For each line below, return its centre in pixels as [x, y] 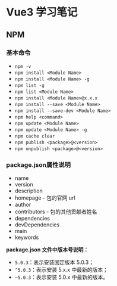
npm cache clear [35, 136]
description [29, 191]
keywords [27, 237]
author [23, 205]
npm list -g [29, 85]
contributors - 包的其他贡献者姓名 [56, 212]
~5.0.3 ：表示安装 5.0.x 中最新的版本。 [61, 277]
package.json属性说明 [39, 164]
